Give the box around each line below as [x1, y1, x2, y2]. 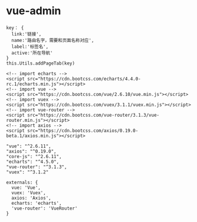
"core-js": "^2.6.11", [6, 153, 62, 159]
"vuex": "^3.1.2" [6, 169, 49, 175]
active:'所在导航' [11, 50, 53, 56]
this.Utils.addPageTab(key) [6, 60, 75, 66]
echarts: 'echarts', [11, 200, 62, 206]
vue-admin [6, 4, 61, 18]
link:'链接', [11, 31, 42, 37]
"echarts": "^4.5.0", [6, 159, 60, 165]
